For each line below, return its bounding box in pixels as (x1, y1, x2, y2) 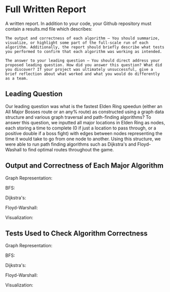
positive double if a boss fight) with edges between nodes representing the (5, 130, 162, 136)
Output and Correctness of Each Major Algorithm (5, 162, 164, 170)
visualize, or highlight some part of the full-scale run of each (5, 40, 149, 45)
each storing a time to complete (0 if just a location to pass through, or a (5, 125, 156, 131)
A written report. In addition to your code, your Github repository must (5, 20, 152, 26)
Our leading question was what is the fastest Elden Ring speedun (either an (5, 103, 162, 109)
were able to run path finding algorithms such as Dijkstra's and (5, 141, 137, 147)
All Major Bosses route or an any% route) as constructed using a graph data (5, 109, 164, 115)
